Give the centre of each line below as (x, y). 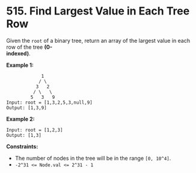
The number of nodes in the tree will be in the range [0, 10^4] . (93, 158)
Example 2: (20, 119)
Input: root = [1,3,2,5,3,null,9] (50, 102)
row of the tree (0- (29, 47)
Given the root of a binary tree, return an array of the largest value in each (98, 40)
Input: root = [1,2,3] (35, 130)
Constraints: (22, 146)
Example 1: (20, 65)
